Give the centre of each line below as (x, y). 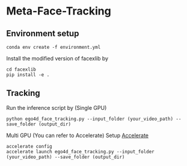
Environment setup (43, 34)
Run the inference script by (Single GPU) (57, 107)
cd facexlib (21, 69)
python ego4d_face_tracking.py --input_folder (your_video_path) (90, 119)
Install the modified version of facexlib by (57, 58)
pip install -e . (28, 75)
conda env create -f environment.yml (54, 47)
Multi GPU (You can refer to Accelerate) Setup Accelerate (78, 135)
